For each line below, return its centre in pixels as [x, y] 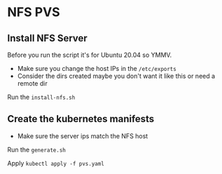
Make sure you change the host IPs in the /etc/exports [97, 68]
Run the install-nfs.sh [41, 97]
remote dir [32, 83]
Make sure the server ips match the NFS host [83, 136]
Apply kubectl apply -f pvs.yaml [56, 163]
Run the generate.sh [37, 149]
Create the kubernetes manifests [81, 119]
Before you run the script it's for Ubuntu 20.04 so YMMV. [90, 55]
